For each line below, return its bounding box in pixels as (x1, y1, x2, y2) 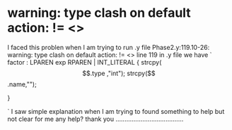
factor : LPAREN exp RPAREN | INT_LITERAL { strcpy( (7, 58, 162, 66)
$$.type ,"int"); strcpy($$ (82, 69, 156, 77)
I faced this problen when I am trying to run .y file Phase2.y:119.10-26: (7, 43, 210, 51)
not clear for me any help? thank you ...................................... (7, 115, 184, 123)
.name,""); (7, 79, 37, 89)
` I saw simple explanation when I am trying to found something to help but (7, 107, 225, 115)
